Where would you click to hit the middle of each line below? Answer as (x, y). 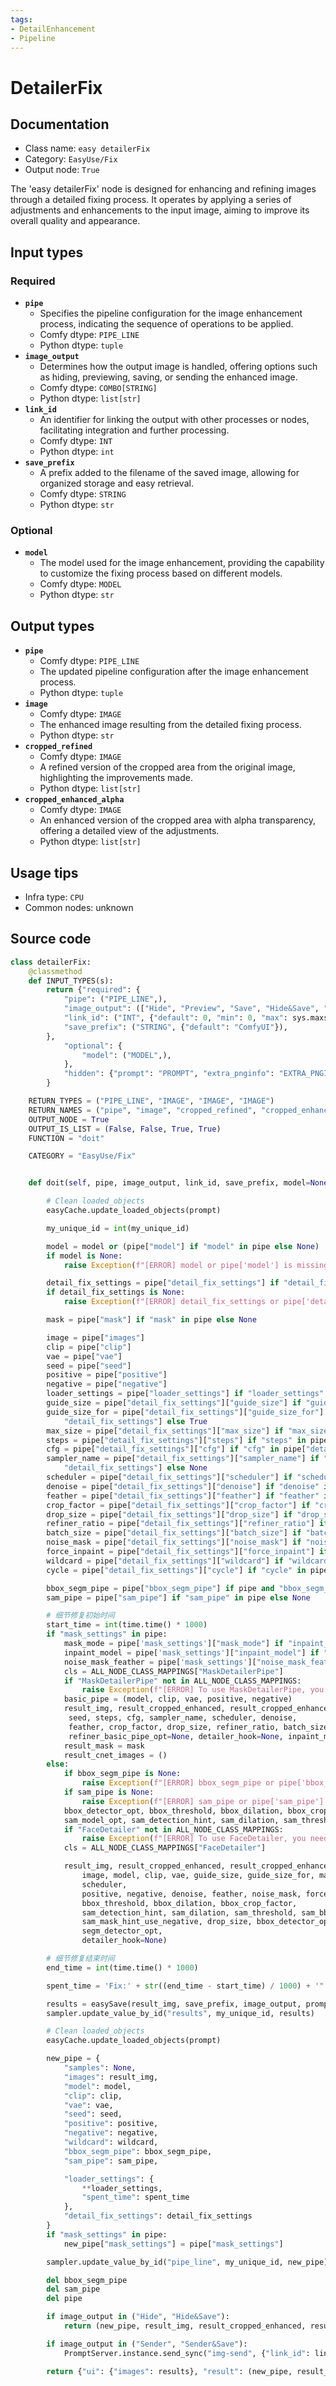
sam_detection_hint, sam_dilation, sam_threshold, (189, 1912)
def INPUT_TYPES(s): (71, 981)
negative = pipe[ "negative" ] (107, 1384)
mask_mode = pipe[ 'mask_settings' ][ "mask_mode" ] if (173, 1644)
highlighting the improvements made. (116, 778)
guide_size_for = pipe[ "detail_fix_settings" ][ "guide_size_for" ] (185, 1412)
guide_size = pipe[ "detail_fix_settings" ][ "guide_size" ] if (174, 1403)
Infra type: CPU (54, 897)
